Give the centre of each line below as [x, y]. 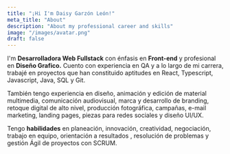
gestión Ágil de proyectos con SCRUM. [62, 143]
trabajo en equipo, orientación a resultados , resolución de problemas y [108, 136]
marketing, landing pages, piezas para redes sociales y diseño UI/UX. [105, 115]
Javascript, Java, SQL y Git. [46, 80]
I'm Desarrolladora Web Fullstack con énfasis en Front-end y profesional [112, 58]
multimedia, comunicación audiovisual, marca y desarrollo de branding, [108, 101]
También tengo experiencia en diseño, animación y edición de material [107, 94]
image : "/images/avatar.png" [49, 33]
